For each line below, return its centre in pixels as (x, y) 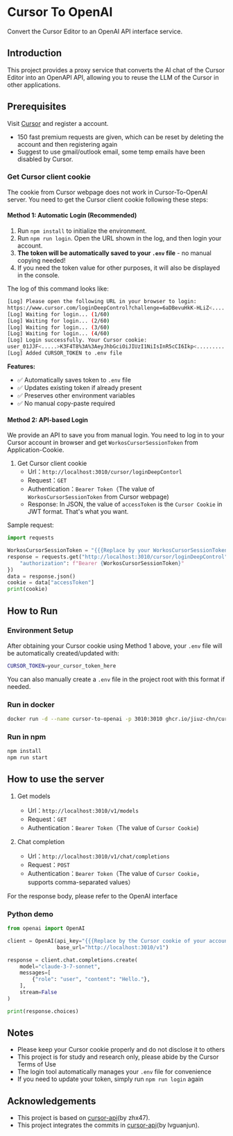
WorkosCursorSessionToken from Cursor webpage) (98, 497)
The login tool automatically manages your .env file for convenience (114, 1072)
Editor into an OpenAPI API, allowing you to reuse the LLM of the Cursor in (113, 77)
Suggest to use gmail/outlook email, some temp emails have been (111, 152)
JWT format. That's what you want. (78, 512)
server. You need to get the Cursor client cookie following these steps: (107, 200)
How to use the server (56, 779)
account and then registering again (67, 144)
